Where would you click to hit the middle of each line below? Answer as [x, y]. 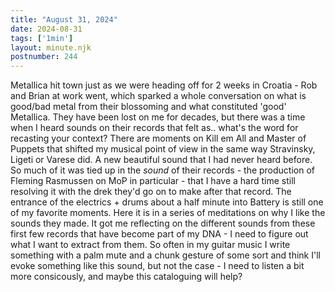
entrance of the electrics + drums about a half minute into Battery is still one [167, 202]
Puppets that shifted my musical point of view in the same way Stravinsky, [163, 149]
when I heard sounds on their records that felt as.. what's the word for [154, 128]
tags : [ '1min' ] [42, 38]
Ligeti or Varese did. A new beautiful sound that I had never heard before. [161, 160]
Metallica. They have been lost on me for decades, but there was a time [158, 117]
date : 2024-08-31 [46, 29]
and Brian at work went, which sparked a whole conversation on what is [158, 96]
